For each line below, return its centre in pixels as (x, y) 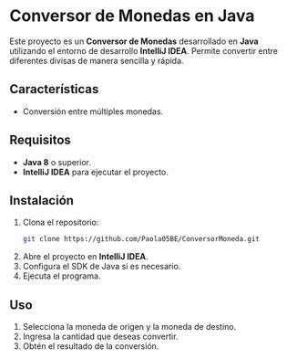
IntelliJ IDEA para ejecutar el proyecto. (95, 172)
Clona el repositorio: (61, 222)
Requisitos (40, 140)
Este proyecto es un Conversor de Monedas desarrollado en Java (134, 41)
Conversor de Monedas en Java (132, 16)
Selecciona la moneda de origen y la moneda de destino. (129, 327)
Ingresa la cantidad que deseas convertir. (100, 337)
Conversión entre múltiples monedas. (93, 111)
